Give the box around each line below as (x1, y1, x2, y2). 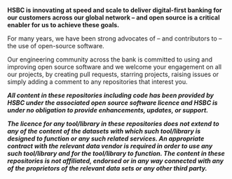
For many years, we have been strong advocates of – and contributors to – (7, 34, 222, 43)
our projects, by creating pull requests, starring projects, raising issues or (7, 70, 219, 78)
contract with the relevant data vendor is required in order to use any (7, 142, 213, 150)
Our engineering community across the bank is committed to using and (7, 55, 212, 64)
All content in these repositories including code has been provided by (7, 91, 214, 99)
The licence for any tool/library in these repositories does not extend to (7, 120, 219, 128)
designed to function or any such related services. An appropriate (7, 134, 205, 143)
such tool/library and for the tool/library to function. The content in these (7, 150, 226, 157)
